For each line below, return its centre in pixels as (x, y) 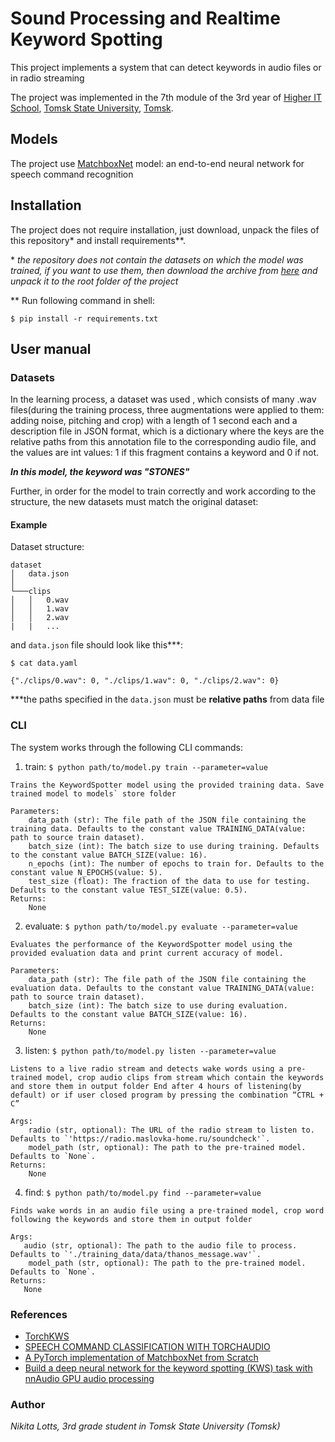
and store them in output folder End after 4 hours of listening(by (156, 1086)
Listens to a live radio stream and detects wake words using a (147, 1068)
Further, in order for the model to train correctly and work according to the (163, 491)
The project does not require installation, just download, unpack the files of (165, 229)
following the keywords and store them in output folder (131, 1219)
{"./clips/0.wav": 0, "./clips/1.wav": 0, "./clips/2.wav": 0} (145, 681)
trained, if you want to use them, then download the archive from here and (164, 270)
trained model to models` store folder (93, 793)
